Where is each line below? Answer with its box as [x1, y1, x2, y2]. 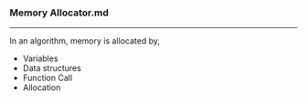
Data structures [22, 63, 82, 74]
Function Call [22, 73, 73, 84]
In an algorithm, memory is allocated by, [9, 35, 160, 46]
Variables [22, 53, 58, 65]
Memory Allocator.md [9, 6, 110, 19]
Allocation [22, 82, 61, 93]
